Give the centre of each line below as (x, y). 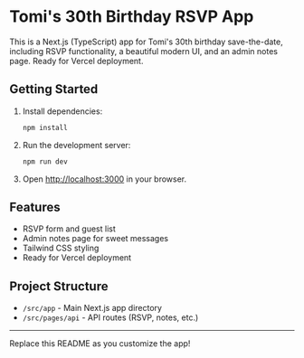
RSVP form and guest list (69, 229)
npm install (45, 127)
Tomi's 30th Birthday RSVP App (132, 17)
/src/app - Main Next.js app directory (92, 308)
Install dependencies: (62, 111)
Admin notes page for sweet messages (95, 239)
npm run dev (45, 161)
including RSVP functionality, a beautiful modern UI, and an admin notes (144, 51)
